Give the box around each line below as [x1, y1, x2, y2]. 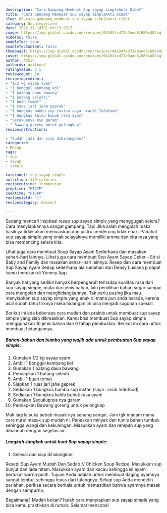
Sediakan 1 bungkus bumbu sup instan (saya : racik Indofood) [12, 386, 139, 392]
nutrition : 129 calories [5, 177, 57, 182]
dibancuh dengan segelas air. [5, 427, 66, 433]
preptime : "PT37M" [5, 186, 44, 191]
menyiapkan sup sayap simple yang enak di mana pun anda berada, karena [5, 295, 160, 301]
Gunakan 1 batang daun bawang [12, 365, 79, 371]
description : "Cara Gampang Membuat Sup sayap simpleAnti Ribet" [5, 7, 143, 12]
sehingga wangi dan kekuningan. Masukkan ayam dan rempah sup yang [5, 422, 153, 428]
